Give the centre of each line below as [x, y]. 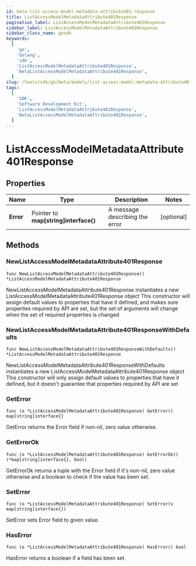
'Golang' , [29, 55]
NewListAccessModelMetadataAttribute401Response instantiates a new [92, 290]
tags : [13, 88]
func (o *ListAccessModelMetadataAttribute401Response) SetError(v [90, 504]
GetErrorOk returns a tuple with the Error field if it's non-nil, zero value [90, 470]
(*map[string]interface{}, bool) [47, 459]
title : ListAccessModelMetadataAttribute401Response [71, 17]
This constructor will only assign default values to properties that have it [93, 378]
